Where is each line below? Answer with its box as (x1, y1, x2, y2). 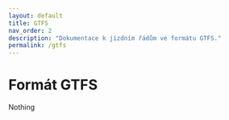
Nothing (8, 102, 35, 112)
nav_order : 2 (8, 26, 52, 34)
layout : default (8, 11, 63, 20)
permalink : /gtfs (8, 42, 67, 50)
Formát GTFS (8, 76, 98, 94)
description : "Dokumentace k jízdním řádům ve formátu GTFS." (8, 34, 222, 42)
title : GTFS (8, 19, 48, 27)
